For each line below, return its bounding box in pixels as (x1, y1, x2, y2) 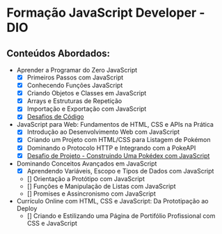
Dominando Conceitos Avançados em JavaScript (16, 159, 157, 168)
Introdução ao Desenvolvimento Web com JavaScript (26, 127, 180, 136)
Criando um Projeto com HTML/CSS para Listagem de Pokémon (26, 136, 211, 144)
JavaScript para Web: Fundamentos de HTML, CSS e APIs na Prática (16, 120, 214, 129)
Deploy (16, 204, 38, 212)
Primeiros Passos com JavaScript (26, 73, 124, 81)
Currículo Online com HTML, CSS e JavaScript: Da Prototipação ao (16, 196, 209, 205)
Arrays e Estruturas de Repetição (26, 97, 122, 105)
